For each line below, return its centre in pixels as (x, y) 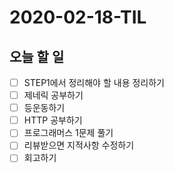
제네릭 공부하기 (53, 95)
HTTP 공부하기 (53, 120)
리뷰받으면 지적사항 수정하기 (79, 145)
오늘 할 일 (37, 56)
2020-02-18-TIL (78, 17)
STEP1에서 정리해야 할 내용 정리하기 (94, 82)
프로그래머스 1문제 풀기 (68, 133)
